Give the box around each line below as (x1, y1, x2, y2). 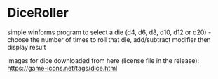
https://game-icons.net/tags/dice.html (7, 64, 118, 72)
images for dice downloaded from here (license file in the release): (7, 56, 200, 64)
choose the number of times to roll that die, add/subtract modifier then (7, 35, 212, 43)
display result (7, 43, 46, 51)
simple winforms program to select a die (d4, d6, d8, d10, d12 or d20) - (7, 28, 212, 36)
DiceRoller (7, 5, 69, 21)
